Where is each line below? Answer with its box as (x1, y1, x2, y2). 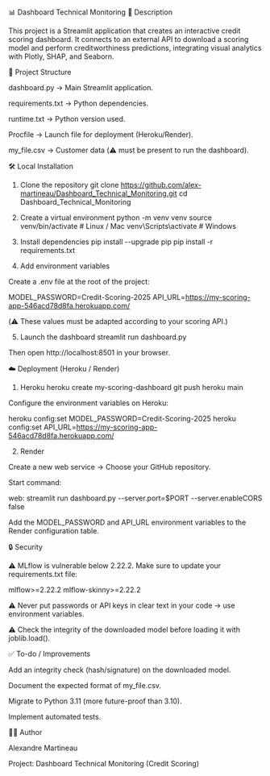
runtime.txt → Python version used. (8, 114, 126, 123)
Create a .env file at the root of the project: (8, 277, 151, 286)
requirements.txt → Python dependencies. (8, 98, 149, 108)
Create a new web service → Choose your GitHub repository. (8, 463, 211, 471)
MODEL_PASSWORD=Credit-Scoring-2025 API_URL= (8, 293, 186, 301)
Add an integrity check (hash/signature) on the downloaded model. (8, 665, 231, 674)
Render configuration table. (8, 526, 99, 535)
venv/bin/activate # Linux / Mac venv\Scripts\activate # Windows (19, 222, 236, 230)
